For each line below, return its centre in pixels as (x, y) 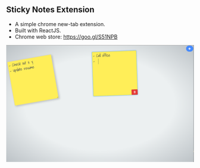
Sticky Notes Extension (50, 10)
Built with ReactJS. (38, 30)
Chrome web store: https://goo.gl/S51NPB (66, 37)
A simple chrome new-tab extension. (60, 24)
